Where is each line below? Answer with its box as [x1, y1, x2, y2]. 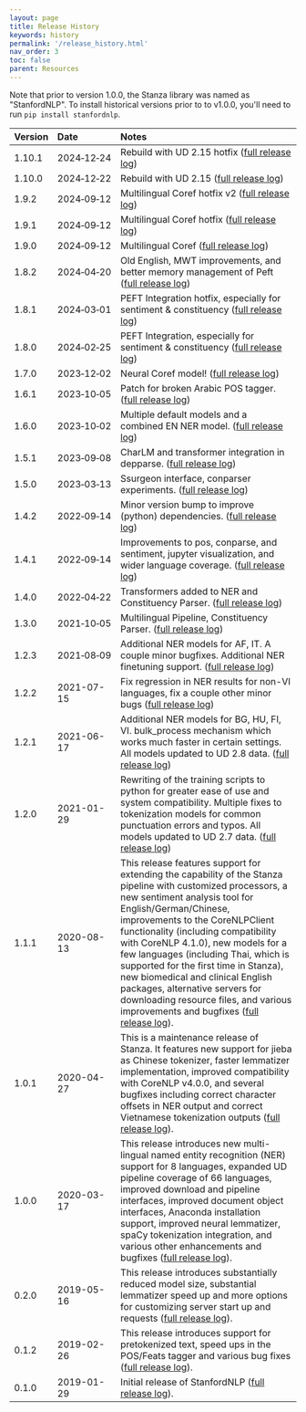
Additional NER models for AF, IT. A [119, 637, 271, 650]
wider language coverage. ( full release [119, 559, 285, 571]
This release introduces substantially [119, 1266, 278, 1279]
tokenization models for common [119, 807, 261, 820]
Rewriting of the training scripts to [119, 773, 266, 786]
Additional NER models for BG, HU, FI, [119, 713, 282, 726]
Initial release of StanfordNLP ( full [119, 1375, 265, 1388]
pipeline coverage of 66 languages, [119, 1171, 272, 1184]
